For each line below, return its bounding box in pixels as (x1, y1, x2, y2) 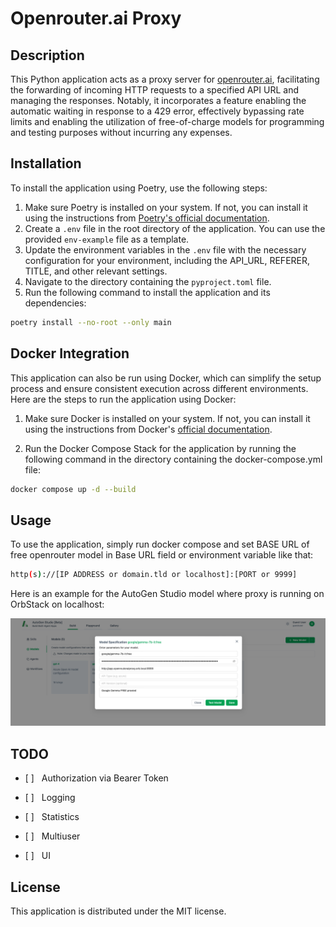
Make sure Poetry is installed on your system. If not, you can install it (24, 201, 308, 213)
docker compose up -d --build (10, 484, 137, 494)
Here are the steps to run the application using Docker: (10, 393, 237, 405)
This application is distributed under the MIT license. (10, 905, 227, 917)
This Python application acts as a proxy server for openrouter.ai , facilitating (10, 73, 320, 85)
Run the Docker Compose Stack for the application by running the (24, 442, 297, 454)
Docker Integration (10, 345, 130, 362)
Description (10, 47, 85, 64)
